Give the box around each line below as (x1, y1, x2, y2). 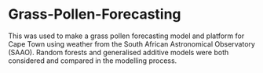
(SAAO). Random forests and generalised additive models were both (8, 47, 229, 57)
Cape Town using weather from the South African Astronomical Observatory (8, 39, 255, 48)
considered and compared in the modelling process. (8, 56, 177, 65)
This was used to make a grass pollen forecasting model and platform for (8, 31, 245, 40)
